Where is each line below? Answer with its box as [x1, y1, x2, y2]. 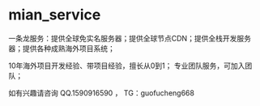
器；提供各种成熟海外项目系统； [8, 43, 115, 53]
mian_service [8, 6, 101, 24]
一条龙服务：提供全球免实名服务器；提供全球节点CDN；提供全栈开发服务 [8, 33, 251, 43]
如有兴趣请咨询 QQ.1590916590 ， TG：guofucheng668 [8, 87, 194, 98]
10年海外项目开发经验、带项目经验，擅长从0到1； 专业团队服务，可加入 [8, 61, 245, 70]
